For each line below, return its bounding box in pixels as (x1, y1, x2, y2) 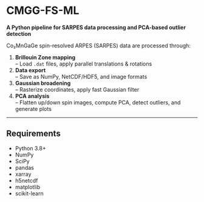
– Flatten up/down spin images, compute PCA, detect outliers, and (15, 98, 181, 106)
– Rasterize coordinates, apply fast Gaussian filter (15, 86, 140, 93)
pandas (15, 164, 35, 171)
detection (6, 30, 32, 37)
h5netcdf (15, 177, 38, 184)
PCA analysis (15, 92, 50, 99)
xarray (15, 170, 32, 178)
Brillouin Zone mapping (15, 53, 76, 61)
